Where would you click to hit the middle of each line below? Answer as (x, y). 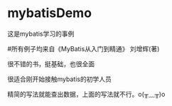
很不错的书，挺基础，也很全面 (51, 64)
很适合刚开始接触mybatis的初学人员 (59, 79)
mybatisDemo (50, 13)
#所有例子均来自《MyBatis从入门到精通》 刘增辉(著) (84, 48)
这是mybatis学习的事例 (41, 33)
